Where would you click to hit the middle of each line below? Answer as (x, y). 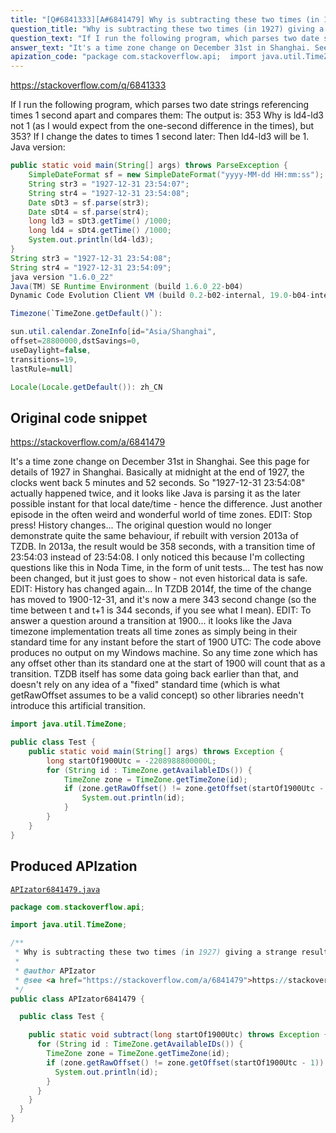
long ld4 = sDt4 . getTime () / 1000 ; (100, 231)
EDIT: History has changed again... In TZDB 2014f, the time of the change (161, 589)
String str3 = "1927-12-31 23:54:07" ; (109, 184)
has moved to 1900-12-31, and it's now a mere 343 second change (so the (163, 600)
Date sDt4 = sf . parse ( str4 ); (89, 212)
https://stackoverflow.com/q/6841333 (88, 85)
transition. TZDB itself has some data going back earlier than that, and (154, 674)
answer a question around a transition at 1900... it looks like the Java (151, 621)
